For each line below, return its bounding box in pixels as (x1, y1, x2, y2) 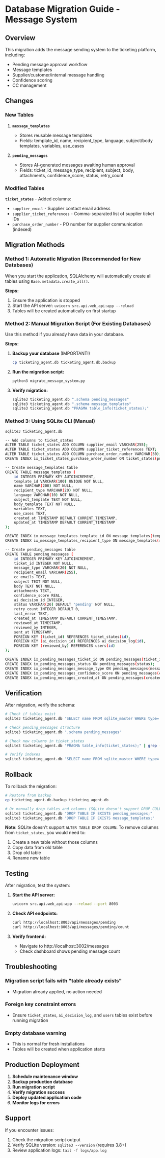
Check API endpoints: (12, 910, 58, 916)
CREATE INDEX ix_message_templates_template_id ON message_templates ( (5, 534, 153, 539)
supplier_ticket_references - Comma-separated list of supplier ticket (12, 211, 155, 217)
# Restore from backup (5, 793, 52, 798)
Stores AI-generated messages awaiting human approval (19, 162, 135, 168)
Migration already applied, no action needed (12, 988, 102, 995)
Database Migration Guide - (5, 3, 120, 15)
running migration (12, 1017, 49, 1023)
